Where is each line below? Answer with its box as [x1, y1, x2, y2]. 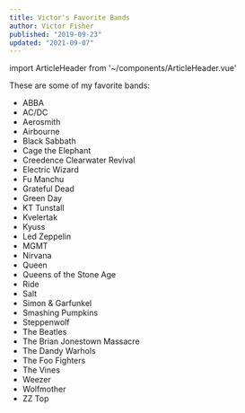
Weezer [22, 374, 51, 385]
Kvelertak [22, 212, 58, 223]
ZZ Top [22, 393, 49, 404]
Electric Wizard [22, 164, 79, 175]
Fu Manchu [22, 174, 65, 185]
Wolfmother [22, 383, 66, 395]
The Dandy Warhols [22, 346, 96, 356]
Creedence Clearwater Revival [22, 154, 136, 166]
